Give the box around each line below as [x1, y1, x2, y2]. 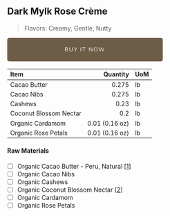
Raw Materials [7, 146, 50, 155]
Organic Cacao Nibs [17, 169, 75, 178]
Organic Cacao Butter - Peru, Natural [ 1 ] [17, 162, 131, 170]
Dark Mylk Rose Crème [7, 6, 108, 17]
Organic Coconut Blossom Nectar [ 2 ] [17, 185, 123, 194]
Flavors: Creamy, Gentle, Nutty [23, 24, 112, 32]
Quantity [103, 70, 129, 78]
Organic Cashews [17, 177, 68, 186]
